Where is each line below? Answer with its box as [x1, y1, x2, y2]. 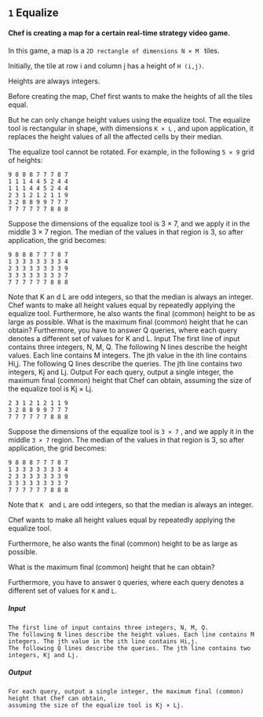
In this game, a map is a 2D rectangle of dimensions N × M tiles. [8, 46, 220, 55]
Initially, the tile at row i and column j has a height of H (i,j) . [8, 61, 204, 70]
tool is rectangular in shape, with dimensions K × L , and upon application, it [8, 123, 254, 133]
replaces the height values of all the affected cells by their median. [8, 131, 224, 141]
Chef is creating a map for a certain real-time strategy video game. [8, 28, 230, 38]
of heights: [8, 155, 43, 164]
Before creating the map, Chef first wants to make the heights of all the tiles [8, 91, 253, 101]
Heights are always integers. [8, 76, 100, 86]
